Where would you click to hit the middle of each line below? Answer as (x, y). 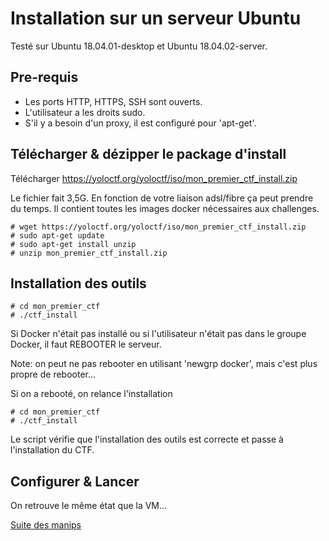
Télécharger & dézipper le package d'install (148, 154)
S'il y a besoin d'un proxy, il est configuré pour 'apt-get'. (140, 123)
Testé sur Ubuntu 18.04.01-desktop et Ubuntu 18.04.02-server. (139, 46)
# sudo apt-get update (57, 235)
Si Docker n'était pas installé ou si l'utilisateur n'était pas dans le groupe (158, 334)
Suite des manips (46, 525)
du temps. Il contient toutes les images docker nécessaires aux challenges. (165, 208)
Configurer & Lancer (75, 481)
